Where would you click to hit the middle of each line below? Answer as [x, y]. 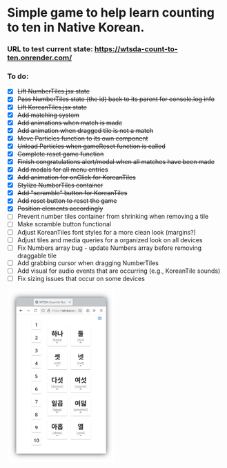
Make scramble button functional [64, 224]
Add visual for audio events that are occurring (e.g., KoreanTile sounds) [119, 271]
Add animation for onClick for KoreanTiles [76, 177]
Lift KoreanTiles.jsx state [52, 107]
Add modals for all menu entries [62, 170]
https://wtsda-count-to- [136, 49]
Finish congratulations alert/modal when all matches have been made [116, 161]
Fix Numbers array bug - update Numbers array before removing [109, 248]
